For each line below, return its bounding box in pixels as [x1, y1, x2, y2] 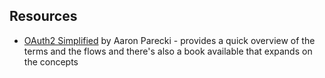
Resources [9, 8, 78, 25]
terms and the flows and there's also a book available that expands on [23, 45, 313, 57]
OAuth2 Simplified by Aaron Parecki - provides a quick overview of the [23, 34, 316, 46]
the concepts [23, 55, 79, 68]
